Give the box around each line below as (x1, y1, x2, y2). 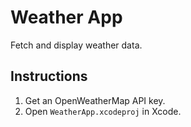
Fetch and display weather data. (10, 39, 143, 51)
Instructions (10, 68, 88, 85)
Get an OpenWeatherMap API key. (24, 94, 166, 106)
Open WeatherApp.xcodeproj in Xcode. (24, 105, 182, 117)
